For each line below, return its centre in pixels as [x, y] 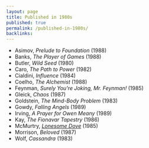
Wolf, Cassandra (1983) [43, 139]
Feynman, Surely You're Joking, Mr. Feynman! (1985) [79, 88]
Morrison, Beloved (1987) [46, 132]
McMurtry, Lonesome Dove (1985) [56, 126]
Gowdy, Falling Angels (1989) [50, 107]
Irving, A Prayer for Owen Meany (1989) [63, 114]
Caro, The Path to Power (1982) [53, 69]
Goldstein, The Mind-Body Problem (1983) [66, 101]
